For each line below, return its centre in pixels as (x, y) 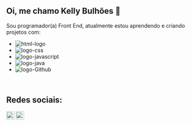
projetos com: (24, 32)
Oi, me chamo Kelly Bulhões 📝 (63, 11)
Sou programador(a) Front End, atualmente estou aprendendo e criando (96, 25)
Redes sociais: (34, 100)
